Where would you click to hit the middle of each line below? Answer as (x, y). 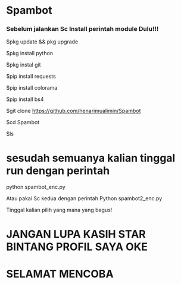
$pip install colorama (32, 88)
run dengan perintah (58, 171)
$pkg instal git (24, 65)
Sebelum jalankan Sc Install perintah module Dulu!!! (82, 29)
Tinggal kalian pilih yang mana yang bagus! (59, 210)
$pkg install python (30, 53)
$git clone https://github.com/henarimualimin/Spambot (74, 111)
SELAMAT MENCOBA (60, 274)
